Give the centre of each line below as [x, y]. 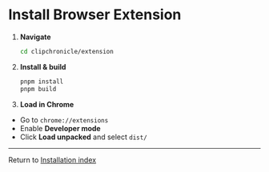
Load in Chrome [47, 104]
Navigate [35, 37]
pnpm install [42, 82]
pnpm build [38, 89]
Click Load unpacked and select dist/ [84, 137]
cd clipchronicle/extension [66, 51]
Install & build [43, 66]
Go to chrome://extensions [64, 120]
